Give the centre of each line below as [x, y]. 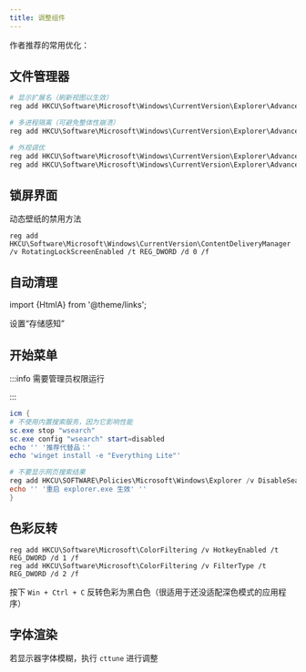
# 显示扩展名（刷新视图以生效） [61, 98]
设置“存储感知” [37, 323]
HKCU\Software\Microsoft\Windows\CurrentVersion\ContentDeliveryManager [150, 244]
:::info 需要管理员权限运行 [57, 378]
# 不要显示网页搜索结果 [48, 473]
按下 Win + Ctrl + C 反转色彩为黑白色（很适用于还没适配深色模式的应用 [144, 592]
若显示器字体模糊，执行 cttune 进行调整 [84, 658]
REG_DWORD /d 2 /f [44, 574]
